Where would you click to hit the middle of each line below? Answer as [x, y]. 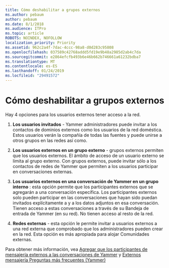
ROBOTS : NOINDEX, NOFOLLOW [34, 38]
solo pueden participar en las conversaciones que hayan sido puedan [85, 197]
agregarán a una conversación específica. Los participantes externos [85, 192]
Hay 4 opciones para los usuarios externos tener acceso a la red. [73, 115]
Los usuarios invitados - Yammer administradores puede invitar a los [85, 124]
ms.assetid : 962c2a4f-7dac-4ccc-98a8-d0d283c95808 [60, 47]
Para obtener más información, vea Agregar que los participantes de [76, 249]
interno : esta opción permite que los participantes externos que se [83, 187]
